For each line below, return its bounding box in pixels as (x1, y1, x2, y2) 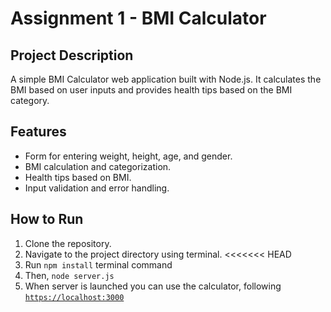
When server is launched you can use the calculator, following (24, 280, 282, 292)
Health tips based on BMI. (24, 171, 132, 183)
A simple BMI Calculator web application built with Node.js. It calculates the (10, 73, 322, 85)
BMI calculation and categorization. (24, 160, 172, 172)
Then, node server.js (24, 269, 115, 281)
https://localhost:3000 (24, 292, 125, 302)
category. (10, 95, 50, 106)
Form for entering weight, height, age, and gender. (24, 150, 233, 162)
